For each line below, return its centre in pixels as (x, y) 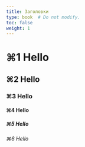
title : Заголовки (27, 12)
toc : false (19, 23)
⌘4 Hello (18, 110)
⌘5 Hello (17, 124)
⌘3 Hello (19, 96)
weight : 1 (18, 28)
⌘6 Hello (17, 139)
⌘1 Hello (27, 57)
